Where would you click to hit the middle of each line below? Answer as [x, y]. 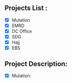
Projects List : [26, 8]
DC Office [22, 31]
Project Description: [36, 64]
